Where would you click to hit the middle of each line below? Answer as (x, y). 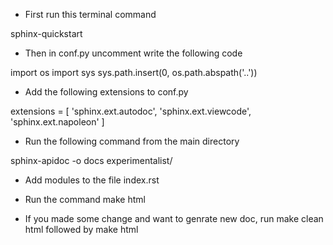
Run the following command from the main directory (132, 141)
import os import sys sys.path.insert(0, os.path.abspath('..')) (134, 72)
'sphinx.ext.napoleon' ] (57, 122)
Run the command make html (85, 199)
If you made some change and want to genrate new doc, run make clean (174, 218)
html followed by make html (81, 229)
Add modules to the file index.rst (92, 180)
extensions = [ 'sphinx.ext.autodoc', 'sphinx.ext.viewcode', (131, 111)
